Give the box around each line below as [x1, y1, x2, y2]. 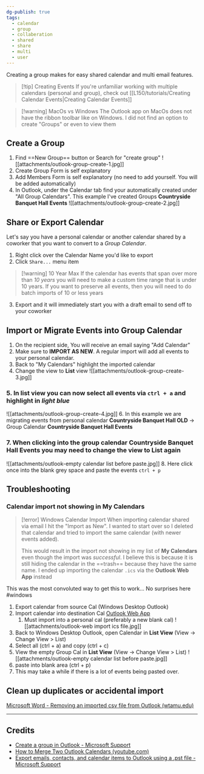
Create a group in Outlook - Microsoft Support [15, 741, 131, 748]
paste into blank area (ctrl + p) [15, 661, 91, 669]
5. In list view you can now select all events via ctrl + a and [6, 389, 186, 397]
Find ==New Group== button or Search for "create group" [15, 154, 161, 161]
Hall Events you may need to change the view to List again [6, 446, 181, 454]
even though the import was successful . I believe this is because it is [21, 554, 193, 561]
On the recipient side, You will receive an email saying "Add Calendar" [15, 342, 191, 349]
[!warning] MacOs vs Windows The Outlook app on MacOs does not [21, 107, 192, 114]
